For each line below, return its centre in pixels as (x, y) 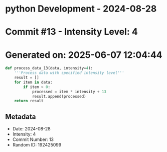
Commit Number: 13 (33, 139)
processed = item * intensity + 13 (69, 92)
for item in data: (33, 82)
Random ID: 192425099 (37, 145)
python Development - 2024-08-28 (81, 9)
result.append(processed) (59, 96)
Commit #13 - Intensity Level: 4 (71, 32)
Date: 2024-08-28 (32, 129)
